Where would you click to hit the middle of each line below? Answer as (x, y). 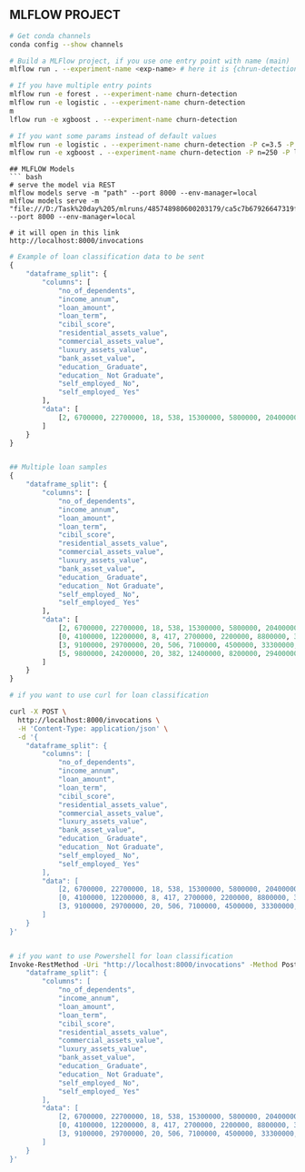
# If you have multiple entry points (81, 86)
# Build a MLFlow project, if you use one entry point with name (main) (150, 61)
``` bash (26, 177)
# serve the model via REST (63, 186)
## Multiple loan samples (58, 468)
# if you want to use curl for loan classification (109, 695)
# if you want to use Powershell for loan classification (121, 956)
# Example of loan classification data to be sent (107, 257)
